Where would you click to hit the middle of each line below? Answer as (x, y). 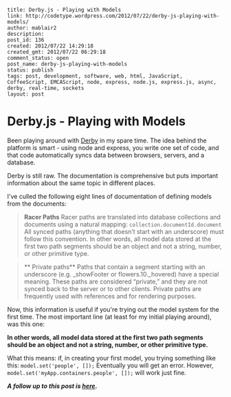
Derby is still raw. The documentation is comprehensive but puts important (113, 175)
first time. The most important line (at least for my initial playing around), (109, 316)
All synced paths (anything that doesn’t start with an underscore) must (124, 231)
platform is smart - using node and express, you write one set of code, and (113, 147)
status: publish (30, 70)
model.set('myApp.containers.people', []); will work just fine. (97, 372)
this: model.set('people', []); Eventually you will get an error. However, (110, 365)
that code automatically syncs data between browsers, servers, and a (106, 155)
